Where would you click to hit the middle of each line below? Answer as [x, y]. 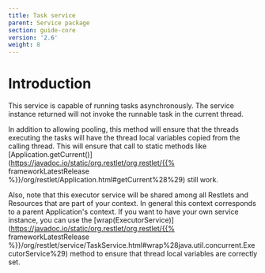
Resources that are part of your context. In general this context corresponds [132, 204]
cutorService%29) [38, 254]
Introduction [50, 84]
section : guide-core [42, 30]
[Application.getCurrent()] [51, 155]
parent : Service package [49, 23]
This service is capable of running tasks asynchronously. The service [121, 106]
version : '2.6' [33, 37]
